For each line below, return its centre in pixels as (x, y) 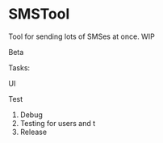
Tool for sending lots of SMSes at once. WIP (81, 36)
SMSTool (39, 14)
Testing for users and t (58, 123)
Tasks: (19, 67)
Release (33, 132)
